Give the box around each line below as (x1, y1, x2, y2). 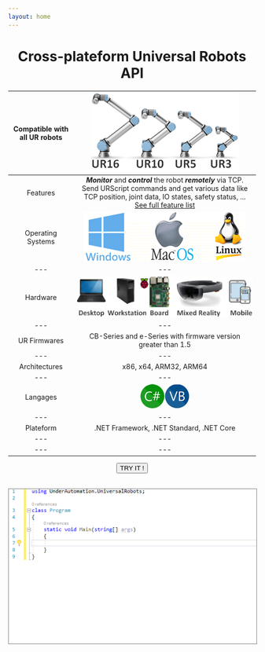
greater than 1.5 (138, 340, 191, 350)
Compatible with (13, 124, 69, 134)
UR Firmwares (18, 335, 64, 345)
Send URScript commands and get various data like (81, 184, 248, 193)
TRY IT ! (120, 463, 145, 472)
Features (26, 188, 56, 197)
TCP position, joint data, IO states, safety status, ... (83, 192, 246, 202)
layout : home (8, 13, 51, 20)
